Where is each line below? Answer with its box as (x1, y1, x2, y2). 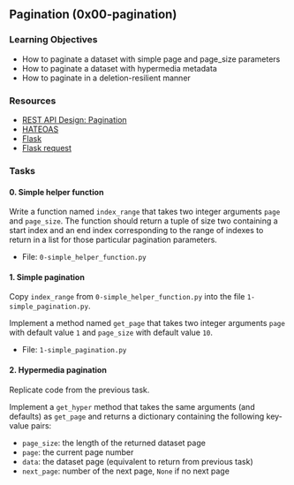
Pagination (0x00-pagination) (9, 7, 177, 22)
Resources (9, 95, 57, 107)
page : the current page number (21, 446, 134, 458)
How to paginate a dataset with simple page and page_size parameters (21, 53, 281, 64)
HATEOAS (21, 124, 59, 134)
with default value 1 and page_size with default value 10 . (9, 327, 214, 338)
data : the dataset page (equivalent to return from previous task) (21, 456, 253, 466)
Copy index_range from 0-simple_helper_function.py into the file (9, 292, 245, 302)
